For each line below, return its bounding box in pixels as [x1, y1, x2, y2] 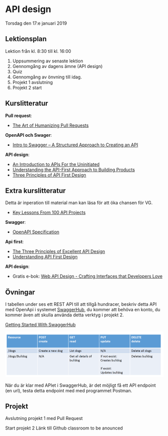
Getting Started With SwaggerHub [5, 322, 76, 328]
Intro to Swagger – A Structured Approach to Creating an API [12, 142, 138, 148]
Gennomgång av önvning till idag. [12, 74, 82, 80]
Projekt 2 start [12, 84, 42, 91]
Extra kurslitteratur [5, 186, 66, 195]
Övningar [5, 288, 35, 296]
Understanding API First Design [12, 254, 78, 260]
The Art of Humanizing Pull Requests [12, 122, 89, 128]
